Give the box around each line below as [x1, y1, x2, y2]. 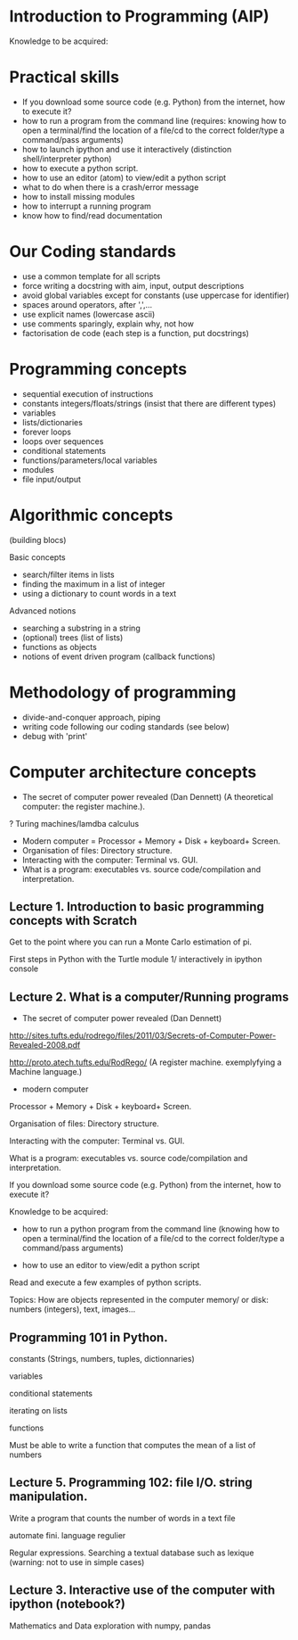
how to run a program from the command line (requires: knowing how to [21, 115, 286, 126]
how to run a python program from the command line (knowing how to [21, 1224, 280, 1234]
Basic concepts [9, 551, 66, 563]
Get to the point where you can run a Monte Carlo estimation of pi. [9, 936, 252, 947]
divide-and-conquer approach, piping [21, 712, 161, 722]
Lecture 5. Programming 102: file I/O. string [9, 1475, 254, 1490]
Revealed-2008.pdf [9, 1040, 81, 1051]
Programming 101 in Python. [9, 1330, 168, 1345]
